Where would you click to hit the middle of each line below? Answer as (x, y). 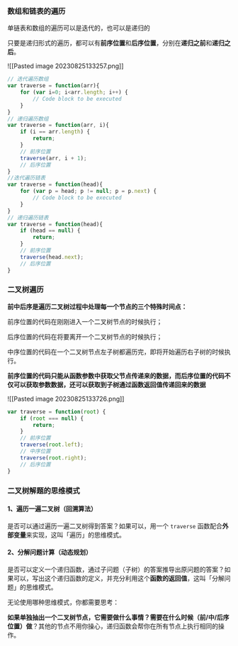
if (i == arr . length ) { (55, 132)
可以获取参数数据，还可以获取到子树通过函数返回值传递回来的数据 (109, 384)
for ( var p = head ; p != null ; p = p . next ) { (89, 191)
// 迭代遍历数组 (28, 79)
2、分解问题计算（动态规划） (50, 552)
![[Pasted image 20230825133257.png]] (66, 66)
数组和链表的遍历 (36, 11)
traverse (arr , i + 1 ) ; (53, 158)
